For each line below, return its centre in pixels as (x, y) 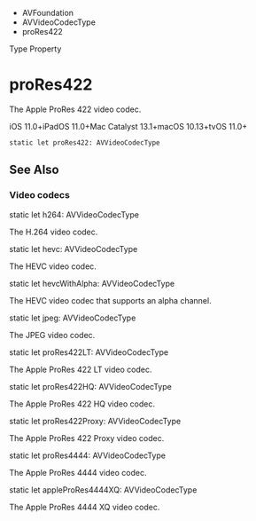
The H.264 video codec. (54, 232)
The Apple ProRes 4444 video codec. (78, 472)
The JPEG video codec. (52, 335)
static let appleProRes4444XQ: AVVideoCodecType (103, 489)
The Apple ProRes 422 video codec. (75, 109)
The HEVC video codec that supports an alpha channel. (110, 300)
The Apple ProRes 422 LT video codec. (81, 369)
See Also (34, 170)
